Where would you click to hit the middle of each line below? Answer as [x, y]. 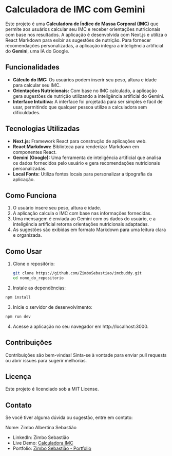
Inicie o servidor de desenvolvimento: [52, 307]
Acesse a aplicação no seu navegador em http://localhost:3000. [81, 326]
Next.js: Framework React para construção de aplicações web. [80, 141]
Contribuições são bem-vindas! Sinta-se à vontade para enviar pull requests [86, 355]
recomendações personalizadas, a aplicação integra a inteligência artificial [84, 45]
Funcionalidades [33, 67]
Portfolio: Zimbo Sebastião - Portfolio [52, 448]
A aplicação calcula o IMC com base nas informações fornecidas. [82, 213]
